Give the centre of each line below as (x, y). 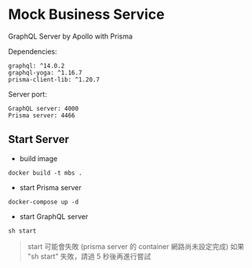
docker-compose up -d (44, 202)
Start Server (38, 140)
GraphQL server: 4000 (44, 108)
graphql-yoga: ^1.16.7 (45, 72)
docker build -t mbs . (45, 173)
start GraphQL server (54, 216)
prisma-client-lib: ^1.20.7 (54, 79)
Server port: (27, 94)
